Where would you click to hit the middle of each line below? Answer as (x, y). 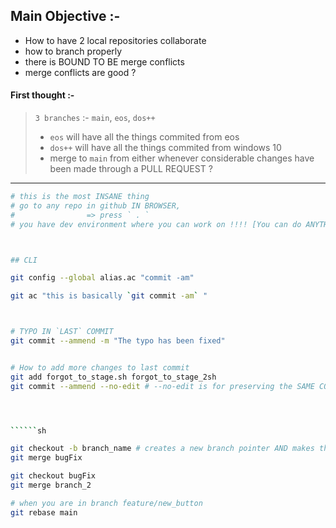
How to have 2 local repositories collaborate (115, 40)
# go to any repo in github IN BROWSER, (96, 205)
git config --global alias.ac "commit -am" (102, 278)
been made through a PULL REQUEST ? (131, 169)
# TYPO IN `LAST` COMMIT (62, 332)
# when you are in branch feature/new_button (106, 503)
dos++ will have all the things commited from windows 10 (165, 148)
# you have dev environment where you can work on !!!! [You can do (156, 224)
